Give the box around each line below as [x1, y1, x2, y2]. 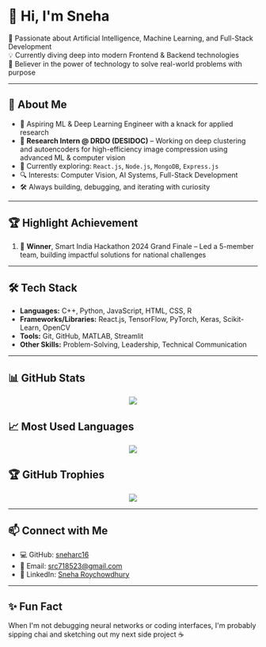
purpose [8, 67, 36, 77]
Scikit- [222, 315, 245, 324]
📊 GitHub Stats [8, 371, 85, 385]
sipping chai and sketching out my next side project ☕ [8, 630, 184, 639]
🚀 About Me [8, 98, 67, 112]
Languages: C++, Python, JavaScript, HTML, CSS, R [19, 306, 192, 316]
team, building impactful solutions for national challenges [19, 250, 207, 259]
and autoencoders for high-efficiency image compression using [19, 144, 228, 154]
